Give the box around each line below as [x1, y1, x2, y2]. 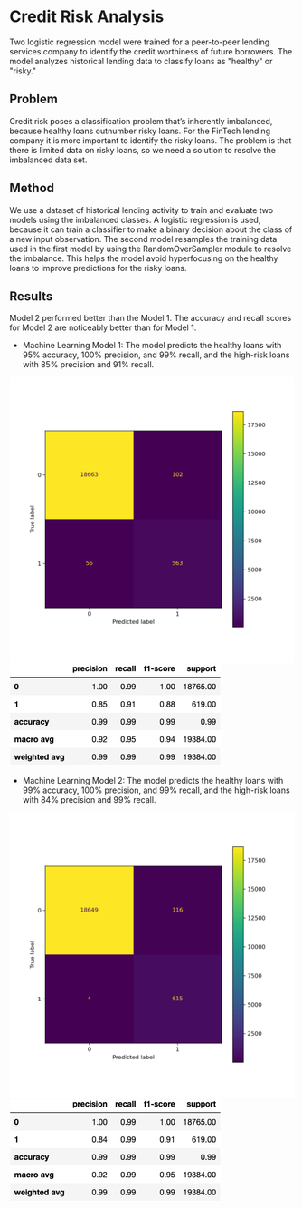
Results [9, 288, 53, 304]
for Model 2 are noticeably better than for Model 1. [9, 322, 197, 333]
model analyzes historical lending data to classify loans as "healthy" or [9, 55, 273, 66]
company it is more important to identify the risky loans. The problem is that [9, 134, 292, 146]
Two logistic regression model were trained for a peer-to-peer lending [9, 36, 270, 47]
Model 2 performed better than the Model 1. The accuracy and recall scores [9, 313, 292, 324]
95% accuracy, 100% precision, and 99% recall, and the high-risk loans [22, 349, 290, 360]
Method [9, 180, 55, 196]
